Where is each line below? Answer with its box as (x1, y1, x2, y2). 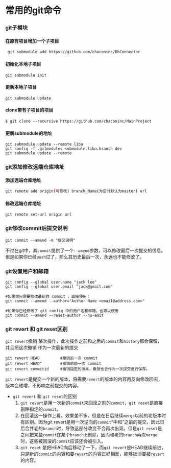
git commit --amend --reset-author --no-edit (5, 313, 104, 318)
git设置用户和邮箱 (5, 268, 49, 275)
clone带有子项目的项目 (5, 107, 54, 113)
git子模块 (5, 24, 28, 31)
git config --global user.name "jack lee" (5, 279, 97, 285)
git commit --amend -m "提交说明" (5, 238, 76, 243)
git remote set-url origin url (5, 212, 72, 217)
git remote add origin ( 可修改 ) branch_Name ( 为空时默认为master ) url (5, 189, 147, 194)
